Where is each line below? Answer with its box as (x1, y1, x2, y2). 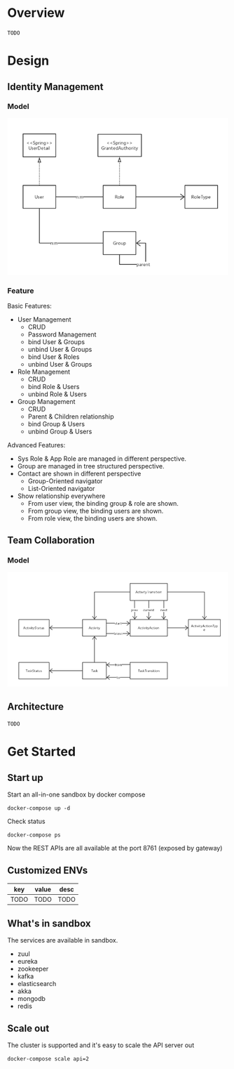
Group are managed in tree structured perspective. (17, 462, 165, 471)
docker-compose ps (7, 832, 61, 839)
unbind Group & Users (27, 427, 92, 436)
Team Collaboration (7, 534, 95, 546)
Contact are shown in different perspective (17, 469, 142, 478)
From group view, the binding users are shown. (27, 507, 164, 516)
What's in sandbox (7, 917, 91, 929)
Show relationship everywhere (17, 492, 106, 500)
